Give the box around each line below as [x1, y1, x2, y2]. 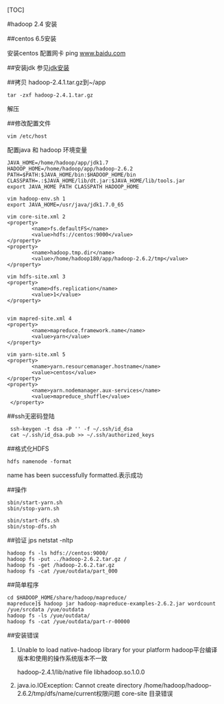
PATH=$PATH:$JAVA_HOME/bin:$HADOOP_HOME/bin [7, 171, 136, 178]
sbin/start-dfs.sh [7, 517, 60, 524]
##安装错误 [7, 631, 39, 639]
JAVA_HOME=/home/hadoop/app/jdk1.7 [7, 160, 109, 166]
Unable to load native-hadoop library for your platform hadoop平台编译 [16, 646, 218, 653]
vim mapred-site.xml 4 [7, 315, 72, 322]
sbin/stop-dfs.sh [7, 523, 57, 530]
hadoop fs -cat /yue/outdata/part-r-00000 [7, 618, 130, 625]
